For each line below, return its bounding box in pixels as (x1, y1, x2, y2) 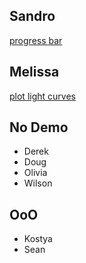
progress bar (9, 34, 63, 46)
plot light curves (9, 90, 76, 102)
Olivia (23, 167, 48, 179)
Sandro (9, 8, 56, 25)
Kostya (23, 233, 53, 245)
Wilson (23, 177, 53, 189)
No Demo (9, 119, 69, 136)
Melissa (9, 64, 60, 81)
